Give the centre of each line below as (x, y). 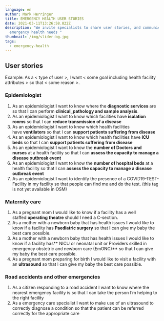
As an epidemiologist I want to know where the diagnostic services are (84, 106)
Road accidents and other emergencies (53, 277)
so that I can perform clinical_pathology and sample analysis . (75, 111)
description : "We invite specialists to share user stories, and (73, 28)
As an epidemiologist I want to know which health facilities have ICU (81, 137)
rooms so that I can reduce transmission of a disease (67, 121)
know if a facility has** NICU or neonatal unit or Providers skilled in (80, 244)
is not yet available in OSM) (40, 189)
